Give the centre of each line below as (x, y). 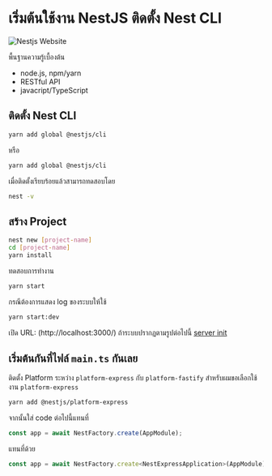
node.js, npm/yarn (51, 73)
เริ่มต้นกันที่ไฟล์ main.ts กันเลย (73, 358)
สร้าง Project (38, 221)
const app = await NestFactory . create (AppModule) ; (96, 433)
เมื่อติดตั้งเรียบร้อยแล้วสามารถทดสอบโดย (62, 181)
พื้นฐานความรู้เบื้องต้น (37, 57)
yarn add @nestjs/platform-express (68, 402)
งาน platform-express (44, 387)
